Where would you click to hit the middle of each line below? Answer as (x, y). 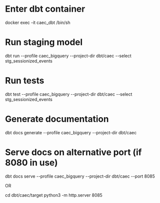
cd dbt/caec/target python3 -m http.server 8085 (54, 195)
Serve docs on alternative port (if (73, 152)
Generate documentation (57, 119)
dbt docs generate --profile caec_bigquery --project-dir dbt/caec (71, 132)
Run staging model (44, 42)
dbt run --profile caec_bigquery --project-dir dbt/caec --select (68, 56)
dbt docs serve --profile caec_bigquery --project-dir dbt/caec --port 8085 (80, 176)
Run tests (25, 81)
